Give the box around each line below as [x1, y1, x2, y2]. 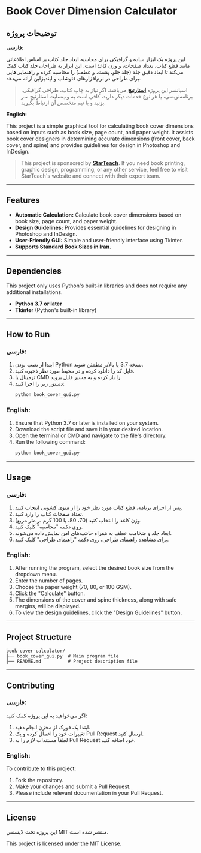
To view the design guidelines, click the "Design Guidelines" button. [14, 609, 182, 616]
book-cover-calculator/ [6, 648, 66, 654]
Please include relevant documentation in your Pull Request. [14, 789, 163, 797]
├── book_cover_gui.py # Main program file [6, 653, 119, 659]
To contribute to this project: [6, 765, 77, 772]
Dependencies [6, 266, 62, 277]
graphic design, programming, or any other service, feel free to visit [20, 166, 188, 173]
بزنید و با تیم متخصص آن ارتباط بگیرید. [20, 99, 106, 106]
